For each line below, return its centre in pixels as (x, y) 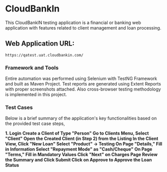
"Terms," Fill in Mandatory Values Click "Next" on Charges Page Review (82, 154)
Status (12, 165)
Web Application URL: (40, 44)
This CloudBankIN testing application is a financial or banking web (73, 22)
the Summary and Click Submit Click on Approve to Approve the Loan (79, 160)
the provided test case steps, (35, 123)
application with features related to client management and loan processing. (83, 27)
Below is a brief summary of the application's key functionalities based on (81, 118)
